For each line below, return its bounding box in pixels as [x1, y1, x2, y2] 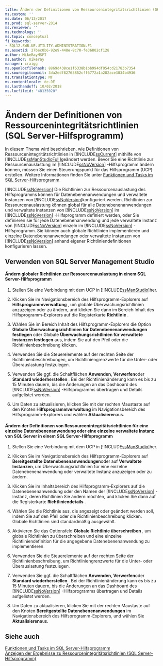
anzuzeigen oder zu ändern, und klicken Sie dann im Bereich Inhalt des [12, 307, 154, 313]
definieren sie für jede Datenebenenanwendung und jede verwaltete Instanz [5, 217, 157, 224]
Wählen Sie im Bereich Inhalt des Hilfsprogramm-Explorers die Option [12, 321, 151, 327]
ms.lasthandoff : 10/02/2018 [5, 84, 62, 89]
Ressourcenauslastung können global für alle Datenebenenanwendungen [5, 202, 152, 208]
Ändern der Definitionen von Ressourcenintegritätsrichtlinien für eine [5, 422, 149, 428]
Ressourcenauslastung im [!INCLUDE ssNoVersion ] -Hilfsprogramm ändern [5, 161, 154, 168]
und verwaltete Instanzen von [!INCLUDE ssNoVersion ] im [5, 207, 120, 213]
